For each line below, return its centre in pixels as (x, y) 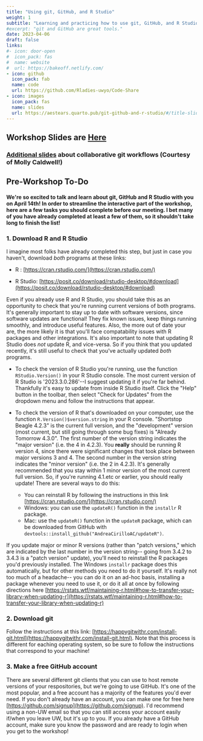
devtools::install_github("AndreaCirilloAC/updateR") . (94, 533)
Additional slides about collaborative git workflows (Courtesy (98, 155)
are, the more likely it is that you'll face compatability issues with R (89, 331)
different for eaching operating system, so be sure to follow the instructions (100, 644)
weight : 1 (19, 18)
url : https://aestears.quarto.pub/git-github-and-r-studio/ (89, 113)
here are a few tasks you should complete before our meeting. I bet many (100, 210)
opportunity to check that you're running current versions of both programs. (101, 306)
